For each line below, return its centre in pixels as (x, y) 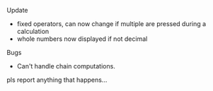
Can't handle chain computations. (66, 66)
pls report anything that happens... (57, 80)
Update (18, 10)
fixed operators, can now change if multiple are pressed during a (111, 24)
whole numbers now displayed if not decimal (82, 39)
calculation (33, 31)
